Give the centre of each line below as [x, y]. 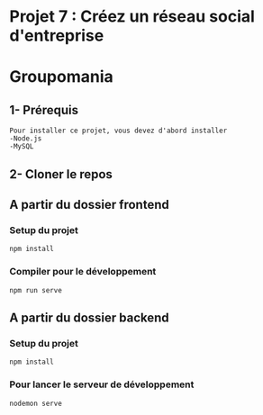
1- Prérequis [44, 110]
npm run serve [36, 290]
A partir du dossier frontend [89, 204]
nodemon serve [36, 403]
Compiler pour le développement [83, 272]
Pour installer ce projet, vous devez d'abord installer [118, 131]
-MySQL [22, 147]
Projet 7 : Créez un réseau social [132, 17]
